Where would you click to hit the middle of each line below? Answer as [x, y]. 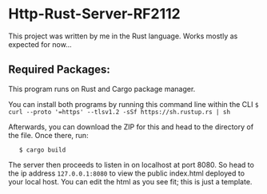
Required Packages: [59, 70]
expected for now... [40, 44]
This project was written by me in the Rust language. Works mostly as [123, 36]
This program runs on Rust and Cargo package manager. [102, 89]
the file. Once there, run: [49, 135]
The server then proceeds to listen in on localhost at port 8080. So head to [131, 164]
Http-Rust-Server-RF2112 [95, 14]
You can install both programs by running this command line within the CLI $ [133, 104]
